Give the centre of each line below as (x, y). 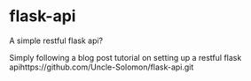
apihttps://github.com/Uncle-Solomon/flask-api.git (102, 67)
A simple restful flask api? (56, 40)
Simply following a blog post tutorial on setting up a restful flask (125, 57)
